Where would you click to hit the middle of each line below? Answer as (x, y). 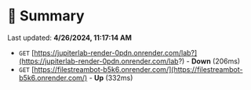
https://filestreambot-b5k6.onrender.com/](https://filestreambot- (138, 69)
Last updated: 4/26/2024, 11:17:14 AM (70, 38)
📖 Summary (46, 16)
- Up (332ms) (111, 77)
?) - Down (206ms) (209, 61)
